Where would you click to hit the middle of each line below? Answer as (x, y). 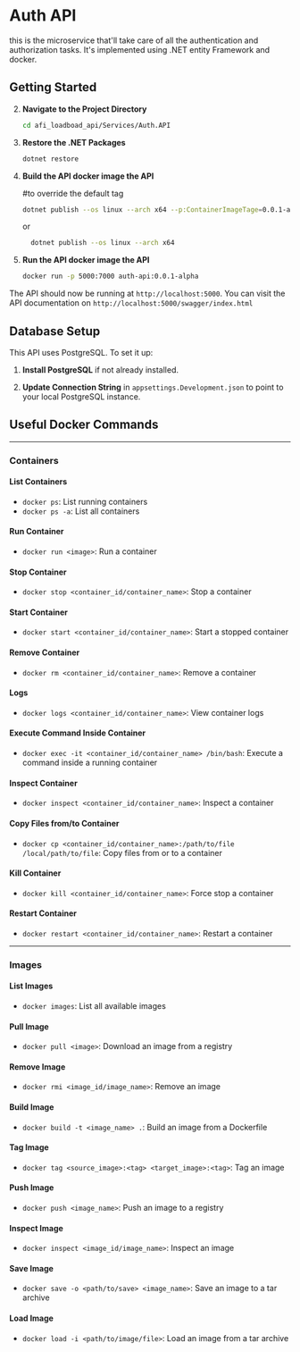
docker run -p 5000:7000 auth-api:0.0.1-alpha (110, 277)
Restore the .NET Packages (74, 142)
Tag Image (29, 1147)
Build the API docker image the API (88, 176)
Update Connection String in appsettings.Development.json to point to (153, 387)
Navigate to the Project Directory (84, 109)
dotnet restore (50, 159)
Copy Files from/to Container (64, 823)
